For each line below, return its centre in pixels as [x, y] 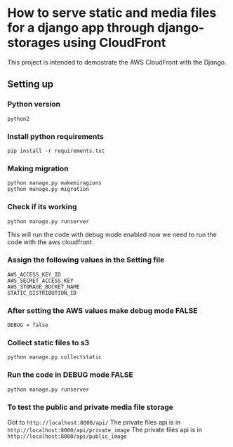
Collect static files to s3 [48, 343]
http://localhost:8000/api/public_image [67, 436]
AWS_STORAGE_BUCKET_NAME [44, 287]
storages [34, 43]
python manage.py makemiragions [54, 183]
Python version [34, 105]
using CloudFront [114, 43]
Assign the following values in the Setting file [86, 260]
